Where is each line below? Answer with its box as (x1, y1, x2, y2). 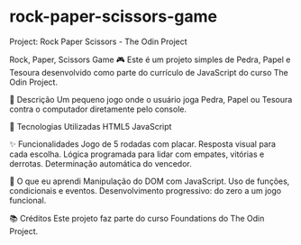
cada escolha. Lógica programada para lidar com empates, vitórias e (9, 149, 265, 159)
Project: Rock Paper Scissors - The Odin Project (9, 36, 187, 47)
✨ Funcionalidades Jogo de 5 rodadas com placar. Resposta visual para (9, 138, 277, 150)
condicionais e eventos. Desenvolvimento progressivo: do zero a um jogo (9, 185, 282, 195)
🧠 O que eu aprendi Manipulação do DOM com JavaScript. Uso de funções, (9, 176, 290, 186)
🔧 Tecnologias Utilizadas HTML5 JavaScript (9, 121, 172, 132)
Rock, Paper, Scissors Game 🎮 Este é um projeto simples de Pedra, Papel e (9, 54, 291, 65)
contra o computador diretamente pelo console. (9, 104, 187, 114)
